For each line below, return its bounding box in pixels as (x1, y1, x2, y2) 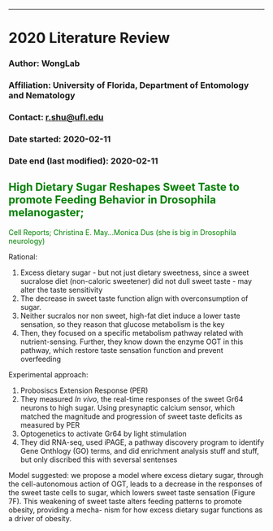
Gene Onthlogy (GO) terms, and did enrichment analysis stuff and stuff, (19, 446, 260, 455)
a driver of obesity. (8, 513, 71, 523)
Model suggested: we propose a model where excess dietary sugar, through (8, 470, 264, 480)
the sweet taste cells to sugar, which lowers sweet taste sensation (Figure (8, 487, 256, 497)
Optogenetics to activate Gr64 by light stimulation (19, 429, 187, 438)
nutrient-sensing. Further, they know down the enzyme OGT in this (19, 337, 244, 346)
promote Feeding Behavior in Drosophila (8, 193, 217, 207)
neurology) (8, 236, 45, 246)
